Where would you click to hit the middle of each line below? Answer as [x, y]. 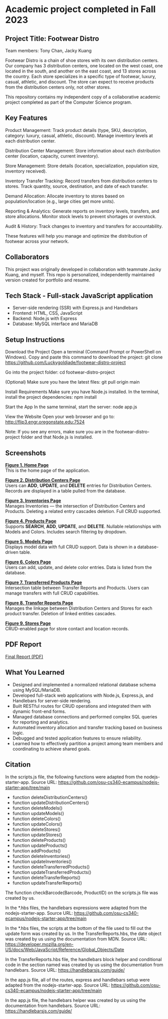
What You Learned [35, 672]
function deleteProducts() [39, 840]
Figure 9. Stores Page [28, 623]
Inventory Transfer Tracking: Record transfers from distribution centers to [81, 181]
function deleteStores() [36, 829]
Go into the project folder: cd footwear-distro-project [60, 372]
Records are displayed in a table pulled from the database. [66, 491]
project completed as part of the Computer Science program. [69, 102]
